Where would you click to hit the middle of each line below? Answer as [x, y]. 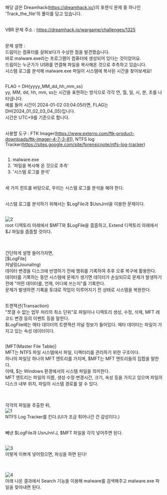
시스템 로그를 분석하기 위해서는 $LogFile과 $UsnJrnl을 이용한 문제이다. [75, 204]
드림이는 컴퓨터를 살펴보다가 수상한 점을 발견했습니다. [57, 52]
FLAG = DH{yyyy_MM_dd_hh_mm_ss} [44, 86]
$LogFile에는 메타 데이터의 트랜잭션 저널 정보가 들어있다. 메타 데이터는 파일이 [81, 324]
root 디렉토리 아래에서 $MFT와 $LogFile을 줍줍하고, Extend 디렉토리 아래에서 [82, 225]
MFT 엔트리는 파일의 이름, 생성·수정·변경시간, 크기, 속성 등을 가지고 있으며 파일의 [84, 377]
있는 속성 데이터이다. [35, 331]
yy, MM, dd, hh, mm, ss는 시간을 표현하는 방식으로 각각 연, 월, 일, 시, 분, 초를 [81, 92]
